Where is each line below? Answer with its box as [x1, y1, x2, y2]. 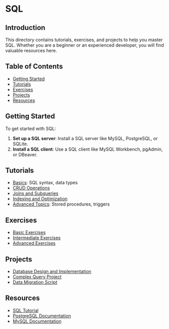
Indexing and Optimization [12, 196, 67, 202]
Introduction [5, 23, 46, 32]
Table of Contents [5, 62, 63, 71]
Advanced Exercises [12, 240, 56, 246]
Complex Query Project [12, 274, 62, 280]
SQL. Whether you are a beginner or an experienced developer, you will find [5, 42, 164, 48]
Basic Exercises [12, 229, 46, 236]
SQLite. [12, 141, 28, 147]
